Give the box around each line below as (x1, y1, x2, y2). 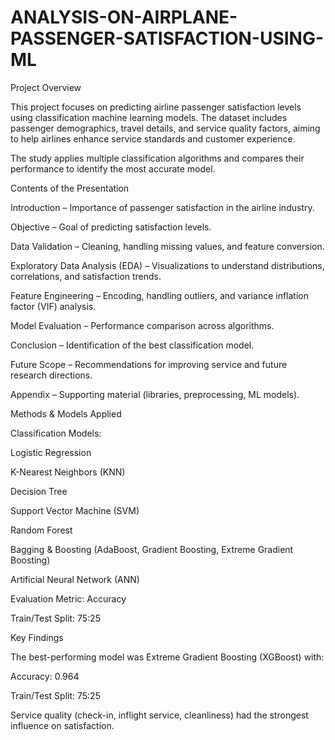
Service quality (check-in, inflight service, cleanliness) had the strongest (10, 709, 309, 721)
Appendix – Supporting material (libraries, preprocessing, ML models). (10, 388, 300, 400)
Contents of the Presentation (10, 182, 130, 194)
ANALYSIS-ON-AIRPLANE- (10, 6, 238, 29)
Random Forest (10, 524, 73, 536)
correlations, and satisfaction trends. (10, 270, 162, 282)
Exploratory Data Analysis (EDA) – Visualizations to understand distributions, (10, 259, 325, 271)
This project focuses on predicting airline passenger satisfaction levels (10, 101, 302, 113)
